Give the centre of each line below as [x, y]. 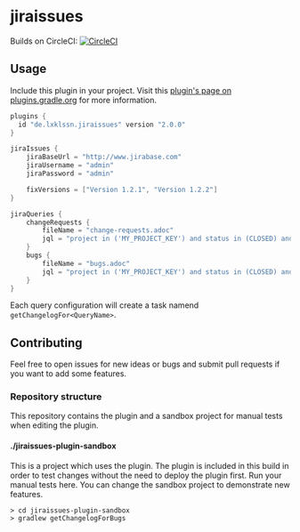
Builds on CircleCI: [44, 41]
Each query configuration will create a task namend [105, 305]
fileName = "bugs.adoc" [86, 263]
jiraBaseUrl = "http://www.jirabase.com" [104, 157]
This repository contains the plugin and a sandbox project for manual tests [146, 416]
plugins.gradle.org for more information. [84, 100]
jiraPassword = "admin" [70, 173]
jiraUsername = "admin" [70, 165]
